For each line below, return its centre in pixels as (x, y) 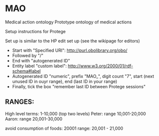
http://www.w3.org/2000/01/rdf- (101, 66)
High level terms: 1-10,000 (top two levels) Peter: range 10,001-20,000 (76, 114)
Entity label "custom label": (39, 66)
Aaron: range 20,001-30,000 (34, 119)
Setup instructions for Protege (35, 31)
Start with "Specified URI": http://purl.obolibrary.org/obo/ (70, 50)
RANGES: (20, 102)
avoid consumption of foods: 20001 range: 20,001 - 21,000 (64, 128)
